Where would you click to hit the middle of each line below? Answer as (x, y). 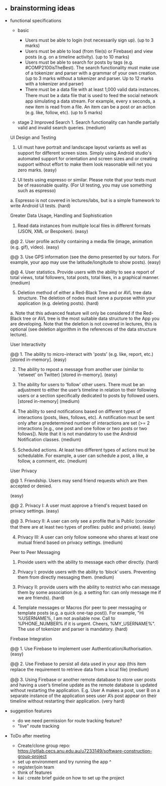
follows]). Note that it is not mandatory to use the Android (77, 434)
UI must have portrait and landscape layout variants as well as (82, 147)
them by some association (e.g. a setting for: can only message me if (89, 592)
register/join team (36, 767)
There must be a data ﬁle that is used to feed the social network (91, 95)
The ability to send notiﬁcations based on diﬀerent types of (79, 411)
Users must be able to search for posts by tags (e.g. (79, 62)
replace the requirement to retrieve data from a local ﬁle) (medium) (79, 669)
